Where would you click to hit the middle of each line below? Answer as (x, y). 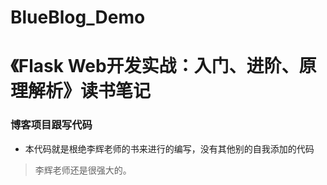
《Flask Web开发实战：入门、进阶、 (155, 66)
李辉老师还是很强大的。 (83, 170)
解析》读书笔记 (90, 91)
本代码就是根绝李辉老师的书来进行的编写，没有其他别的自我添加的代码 (169, 148)
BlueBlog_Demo (78, 17)
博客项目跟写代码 (51, 125)
